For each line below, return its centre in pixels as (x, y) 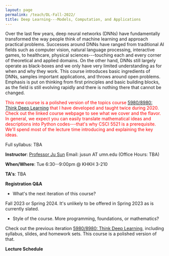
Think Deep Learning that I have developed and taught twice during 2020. (82, 108)
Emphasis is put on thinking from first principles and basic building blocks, (82, 82)
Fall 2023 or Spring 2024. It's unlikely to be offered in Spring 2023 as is (79, 203)
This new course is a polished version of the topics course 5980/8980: (79, 103)
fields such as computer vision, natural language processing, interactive (80, 50)
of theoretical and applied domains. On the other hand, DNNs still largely (81, 61)
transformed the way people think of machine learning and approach (77, 39)
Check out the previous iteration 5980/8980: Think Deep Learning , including (84, 229)
